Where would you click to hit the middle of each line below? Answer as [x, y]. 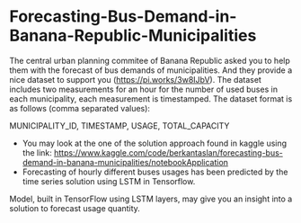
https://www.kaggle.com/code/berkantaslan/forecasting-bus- [168, 152]
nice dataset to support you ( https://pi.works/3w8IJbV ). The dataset [136, 79]
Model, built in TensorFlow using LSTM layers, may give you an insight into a [151, 199]
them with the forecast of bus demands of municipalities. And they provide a [151, 70]
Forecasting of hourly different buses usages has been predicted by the [155, 172]
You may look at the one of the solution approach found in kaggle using [155, 143]
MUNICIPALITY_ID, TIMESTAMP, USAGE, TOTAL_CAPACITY [120, 125]
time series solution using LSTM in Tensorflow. [109, 181]
